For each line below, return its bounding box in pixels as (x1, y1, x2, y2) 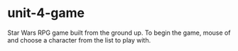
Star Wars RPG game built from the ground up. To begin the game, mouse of (7, 28, 231, 37)
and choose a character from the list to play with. (7, 35, 151, 44)
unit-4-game (7, 5, 85, 21)
